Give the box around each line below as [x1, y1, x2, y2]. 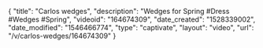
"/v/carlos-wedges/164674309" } [8, 31, 117, 40]
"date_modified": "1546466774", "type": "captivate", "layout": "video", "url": [8, 23, 254, 32]
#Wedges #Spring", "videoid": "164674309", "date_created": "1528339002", [8, 15, 256, 24]
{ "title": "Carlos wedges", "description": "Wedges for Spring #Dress [8, 7, 230, 15]
